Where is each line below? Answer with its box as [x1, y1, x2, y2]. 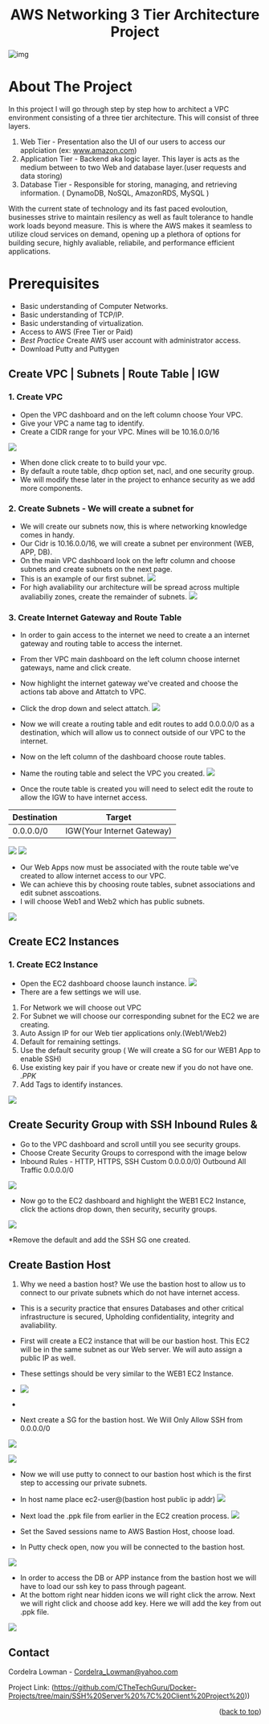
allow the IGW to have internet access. [19, 792, 148, 802]
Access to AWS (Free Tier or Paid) [19, 327, 134, 336]
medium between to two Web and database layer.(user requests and [19, 163, 247, 172]
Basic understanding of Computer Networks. [19, 301, 169, 311]
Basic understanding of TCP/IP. [19, 310, 124, 319]
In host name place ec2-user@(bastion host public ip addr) [19, 1495, 216, 1504]
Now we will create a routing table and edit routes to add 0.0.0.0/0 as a [19, 719, 255, 729]
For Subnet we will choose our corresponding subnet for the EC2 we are [19, 1011, 259, 1021]
